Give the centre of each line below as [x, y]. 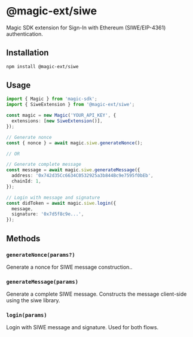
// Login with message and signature [53, 198]
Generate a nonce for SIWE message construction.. [69, 267]
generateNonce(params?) [41, 255]
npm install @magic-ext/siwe [42, 66]
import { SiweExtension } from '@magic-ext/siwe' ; [71, 105]
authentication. [25, 34]
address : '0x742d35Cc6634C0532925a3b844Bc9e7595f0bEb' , [82, 176]
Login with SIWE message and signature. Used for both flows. [82, 327]
